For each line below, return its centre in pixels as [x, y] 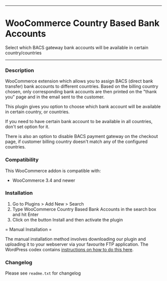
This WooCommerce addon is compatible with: [53, 171]
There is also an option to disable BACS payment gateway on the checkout [82, 137]
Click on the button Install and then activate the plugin [68, 219]
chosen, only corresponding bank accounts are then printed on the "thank [81, 92]
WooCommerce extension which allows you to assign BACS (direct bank [79, 81]
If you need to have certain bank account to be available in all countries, [79, 122]
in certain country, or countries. [38, 112]
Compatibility [22, 160]
